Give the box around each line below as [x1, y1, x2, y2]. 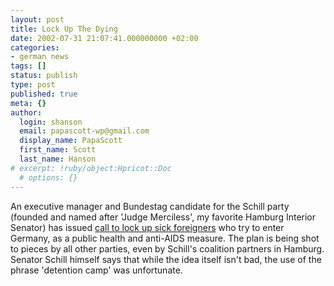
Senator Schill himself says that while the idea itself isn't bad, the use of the [10, 253, 322, 265]
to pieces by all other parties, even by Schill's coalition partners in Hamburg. [10, 242, 325, 255]
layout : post [10, 14, 65, 25]
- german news [10, 52, 70, 62]
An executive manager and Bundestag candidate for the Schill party [10, 200, 290, 212]
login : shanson [19, 117, 83, 127]
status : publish [10, 71, 78, 81]
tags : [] [10, 61, 47, 71]
